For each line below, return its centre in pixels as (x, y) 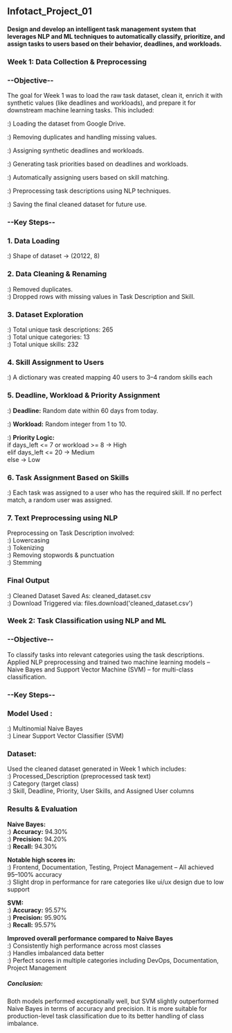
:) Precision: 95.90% (37, 917)
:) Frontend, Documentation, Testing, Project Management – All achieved (111, 867)
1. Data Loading (34, 241)
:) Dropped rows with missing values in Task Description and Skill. (101, 296)
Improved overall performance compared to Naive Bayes (90, 938)
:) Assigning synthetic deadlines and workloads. (75, 151)
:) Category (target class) (43, 784)
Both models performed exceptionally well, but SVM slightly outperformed (113, 1001)
